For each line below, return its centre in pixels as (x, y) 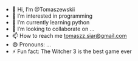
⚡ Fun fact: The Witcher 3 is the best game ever (72, 51)
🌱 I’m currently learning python (51, 22)
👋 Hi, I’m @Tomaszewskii (43, 9)
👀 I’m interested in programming (52, 16)
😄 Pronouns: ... (32, 45)
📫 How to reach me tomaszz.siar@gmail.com (69, 36)
